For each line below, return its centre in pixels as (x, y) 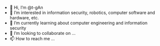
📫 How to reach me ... (32, 38)
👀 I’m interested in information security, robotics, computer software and (82, 13)
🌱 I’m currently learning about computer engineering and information (79, 23)
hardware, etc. (24, 18)
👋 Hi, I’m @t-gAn (26, 8)
